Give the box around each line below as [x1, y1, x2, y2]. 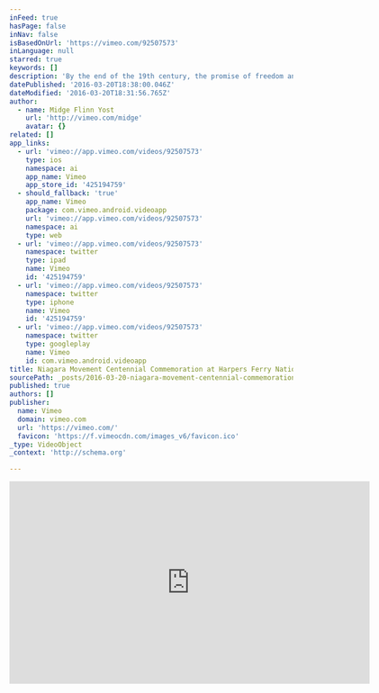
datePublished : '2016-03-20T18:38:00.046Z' [9, 80, 176, 89]
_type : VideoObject [9, 440, 83, 449]
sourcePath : [9, 373, 54, 382]
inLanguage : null [9, 47, 75, 56]
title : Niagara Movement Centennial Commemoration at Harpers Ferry [9, 364, 272, 373]
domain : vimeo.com [17, 415, 87, 424]
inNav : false [9, 30, 59, 39]
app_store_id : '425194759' [25, 181, 127, 190]
